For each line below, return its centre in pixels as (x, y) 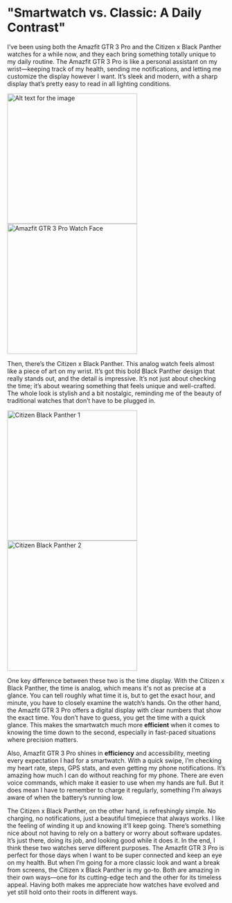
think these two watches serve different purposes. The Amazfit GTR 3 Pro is (116, 847)
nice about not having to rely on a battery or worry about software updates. (115, 833)
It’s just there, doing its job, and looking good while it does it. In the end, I (111, 840)
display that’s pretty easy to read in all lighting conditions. (89, 83)
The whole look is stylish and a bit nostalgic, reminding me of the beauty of (114, 393)
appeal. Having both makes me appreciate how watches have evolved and (113, 884)
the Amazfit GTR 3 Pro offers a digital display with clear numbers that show (114, 710)
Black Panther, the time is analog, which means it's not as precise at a (107, 688)
